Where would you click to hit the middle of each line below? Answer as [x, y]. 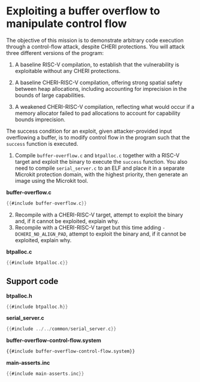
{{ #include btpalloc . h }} [37, 307]
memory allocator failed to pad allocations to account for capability [98, 113]
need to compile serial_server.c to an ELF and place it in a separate [100, 168]
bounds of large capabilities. [50, 95]
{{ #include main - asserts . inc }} [45, 374]
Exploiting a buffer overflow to [83, 11]
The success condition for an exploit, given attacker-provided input [89, 131]
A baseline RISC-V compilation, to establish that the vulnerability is [97, 65]
